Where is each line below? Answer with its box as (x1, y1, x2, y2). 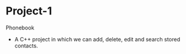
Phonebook (5, 24, 35, 31)
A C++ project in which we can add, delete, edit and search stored (14, 35, 181, 43)
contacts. (14, 42, 38, 49)
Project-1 (5, 4, 52, 18)
